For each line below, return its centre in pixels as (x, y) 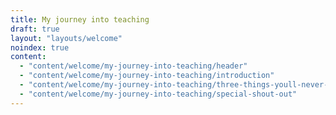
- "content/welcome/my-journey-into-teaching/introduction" (147, 76)
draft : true (35, 29)
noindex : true (40, 47)
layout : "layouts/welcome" (66, 38)
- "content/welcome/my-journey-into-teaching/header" (133, 66)
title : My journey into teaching (80, 19)
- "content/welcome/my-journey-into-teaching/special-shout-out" (158, 94)
